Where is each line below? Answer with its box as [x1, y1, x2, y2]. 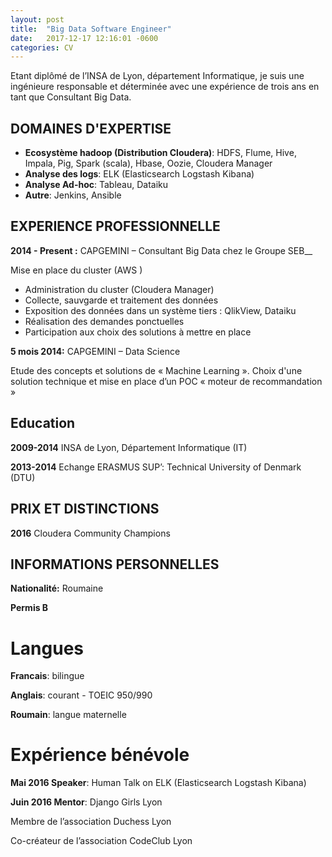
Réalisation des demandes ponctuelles [24, 315, 185, 327]
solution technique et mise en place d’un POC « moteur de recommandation [10, 375, 323, 387]
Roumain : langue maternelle [10, 709, 127, 721]
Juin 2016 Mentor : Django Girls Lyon [10, 796, 163, 808]
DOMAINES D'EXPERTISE [10, 120, 172, 137]
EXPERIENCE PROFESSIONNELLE [10, 218, 221, 235]
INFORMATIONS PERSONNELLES [10, 556, 220, 573]
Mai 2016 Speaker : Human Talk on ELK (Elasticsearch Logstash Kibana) [10, 777, 307, 789]
